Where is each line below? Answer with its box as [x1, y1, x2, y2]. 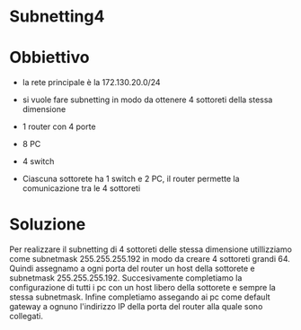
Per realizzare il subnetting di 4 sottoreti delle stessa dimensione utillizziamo [9, 244, 292, 255]
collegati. [9, 311, 43, 322]
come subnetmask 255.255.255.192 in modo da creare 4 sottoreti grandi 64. [9, 254, 290, 265]
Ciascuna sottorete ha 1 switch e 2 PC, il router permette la [22, 173, 240, 185]
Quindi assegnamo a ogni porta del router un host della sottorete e [9, 263, 256, 274]
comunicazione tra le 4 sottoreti [22, 183, 141, 194]
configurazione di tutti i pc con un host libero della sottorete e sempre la [9, 282, 276, 293]
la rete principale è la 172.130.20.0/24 [22, 77, 161, 88]
